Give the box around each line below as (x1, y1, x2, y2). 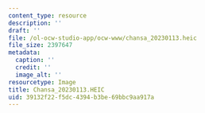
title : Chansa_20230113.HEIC (8, 85, 105, 94)
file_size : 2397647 (8, 41, 73, 49)
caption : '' (15, 56, 56, 64)
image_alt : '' (15, 71, 62, 79)
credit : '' (15, 64, 52, 72)
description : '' (8, 19, 62, 27)
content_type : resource (8, 11, 87, 20)
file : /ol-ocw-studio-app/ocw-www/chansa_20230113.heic (8, 33, 197, 42)
